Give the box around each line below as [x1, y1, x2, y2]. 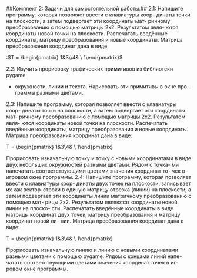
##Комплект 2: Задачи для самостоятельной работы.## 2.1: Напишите [6, 5, 183, 12]
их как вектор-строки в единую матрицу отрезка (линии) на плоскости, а [6, 186, 192, 193]
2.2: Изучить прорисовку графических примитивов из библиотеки [6, 65, 173, 72]
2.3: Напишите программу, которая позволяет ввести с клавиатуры [6, 101, 177, 108]
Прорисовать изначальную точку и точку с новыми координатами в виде [6, 155, 192, 161]
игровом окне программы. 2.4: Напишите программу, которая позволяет [6, 174, 192, 180]
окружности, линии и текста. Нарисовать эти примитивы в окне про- [14, 83, 190, 90]
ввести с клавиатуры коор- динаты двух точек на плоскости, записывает [6, 180, 191, 187]
